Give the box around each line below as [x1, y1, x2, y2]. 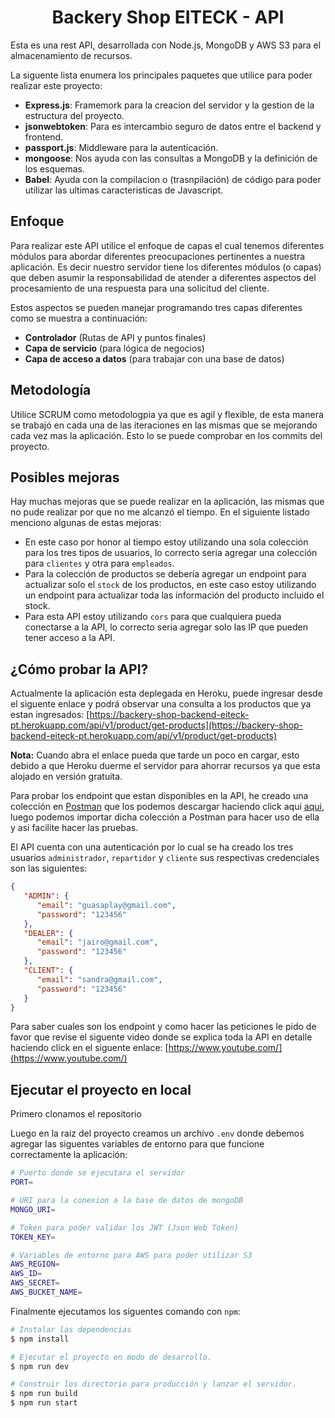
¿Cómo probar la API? [10, 661, 149, 678]
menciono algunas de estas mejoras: [10, 517, 162, 529]
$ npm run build [10, 1389, 78, 1399]
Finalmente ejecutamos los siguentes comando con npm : [10, 1305, 241, 1317]
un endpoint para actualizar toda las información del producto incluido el [24, 589, 325, 601]
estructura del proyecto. [24, 109, 125, 121]
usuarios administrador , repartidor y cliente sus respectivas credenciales [10, 852, 320, 864]
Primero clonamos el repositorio [10, 1108, 142, 1120]
